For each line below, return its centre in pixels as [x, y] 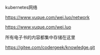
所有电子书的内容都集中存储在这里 [40, 37]
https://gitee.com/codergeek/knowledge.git [50, 47]
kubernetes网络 [21, 7]
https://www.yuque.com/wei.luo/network [47, 17]
